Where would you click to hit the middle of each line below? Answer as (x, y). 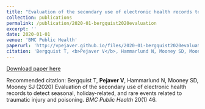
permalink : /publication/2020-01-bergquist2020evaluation (81, 23)
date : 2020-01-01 (28, 35)
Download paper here (34, 68)
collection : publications (39, 18)
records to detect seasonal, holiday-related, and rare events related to (94, 93)
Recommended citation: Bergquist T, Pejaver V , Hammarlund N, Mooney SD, (103, 80)
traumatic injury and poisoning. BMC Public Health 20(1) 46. (82, 99)
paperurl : (19, 46)
